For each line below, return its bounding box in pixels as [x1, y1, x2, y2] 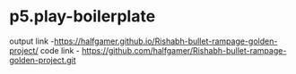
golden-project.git [9, 54, 76, 65]
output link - [9, 36, 55, 46]
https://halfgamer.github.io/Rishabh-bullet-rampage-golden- [53, 36, 278, 46]
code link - [39, 45, 81, 55]
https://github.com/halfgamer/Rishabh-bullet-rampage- [82, 45, 287, 55]
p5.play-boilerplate [9, 6, 156, 27]
